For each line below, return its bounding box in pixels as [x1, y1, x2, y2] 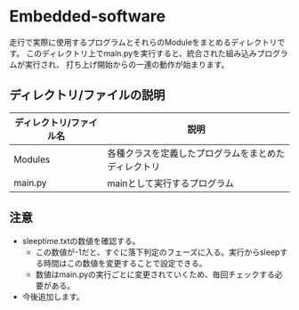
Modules [13, 153, 51, 166]
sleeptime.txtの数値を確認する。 [21, 235, 141, 246]
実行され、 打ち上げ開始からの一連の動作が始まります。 [24, 59, 230, 69]
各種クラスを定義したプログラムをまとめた [107, 147, 286, 159]
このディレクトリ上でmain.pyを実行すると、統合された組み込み [26, 47, 257, 59]
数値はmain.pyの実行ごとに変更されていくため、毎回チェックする [35, 269, 276, 280]
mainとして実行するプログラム [107, 176, 234, 189]
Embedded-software [9, 6, 166, 27]
